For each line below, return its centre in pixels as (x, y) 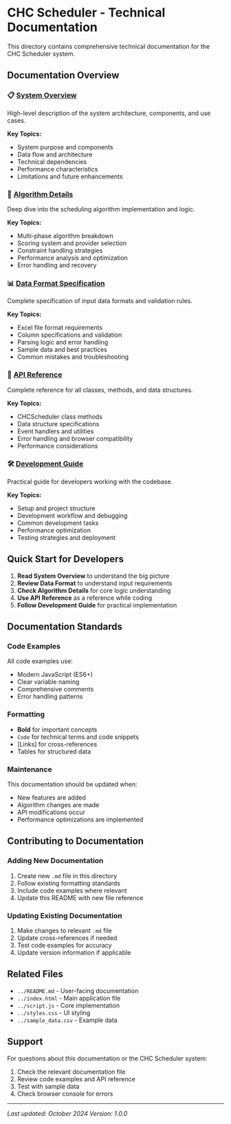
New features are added (51, 798)
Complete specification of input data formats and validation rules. (100, 301)
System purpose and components (65, 147)
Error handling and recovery (57, 265)
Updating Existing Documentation (65, 915)
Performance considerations (57, 446)
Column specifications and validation (69, 335)
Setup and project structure (56, 508)
